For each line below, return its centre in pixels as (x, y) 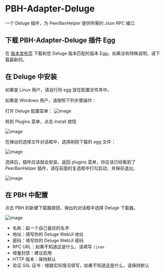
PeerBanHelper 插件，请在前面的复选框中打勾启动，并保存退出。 (71, 168)
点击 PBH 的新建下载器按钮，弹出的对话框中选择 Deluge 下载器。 (72, 208)
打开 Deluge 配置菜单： (29, 111)
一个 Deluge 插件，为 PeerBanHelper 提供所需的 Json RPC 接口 (70, 23)
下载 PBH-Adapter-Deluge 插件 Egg (60, 40)
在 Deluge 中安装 (31, 77)
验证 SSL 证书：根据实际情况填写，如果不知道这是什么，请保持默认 (81, 266)
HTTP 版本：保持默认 (34, 259)
